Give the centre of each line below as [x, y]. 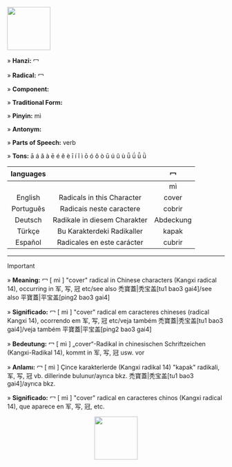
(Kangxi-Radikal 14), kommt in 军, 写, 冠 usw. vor [76, 352]
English [28, 198]
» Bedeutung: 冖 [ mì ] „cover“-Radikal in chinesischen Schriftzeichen [106, 344]
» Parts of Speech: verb [41, 142]
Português [28, 209]
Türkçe [28, 231]
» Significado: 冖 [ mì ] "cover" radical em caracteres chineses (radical [108, 312]
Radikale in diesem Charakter [100, 220]
